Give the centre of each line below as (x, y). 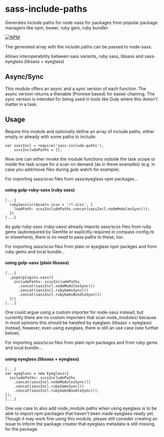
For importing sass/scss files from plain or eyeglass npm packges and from (81, 246)
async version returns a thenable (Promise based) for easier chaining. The (80, 93)
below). (13, 333)
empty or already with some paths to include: (51, 137)
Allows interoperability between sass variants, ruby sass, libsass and (74, 56)
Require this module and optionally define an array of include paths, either (80, 131)
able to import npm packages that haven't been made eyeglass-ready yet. (80, 414)
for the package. (22, 429)
